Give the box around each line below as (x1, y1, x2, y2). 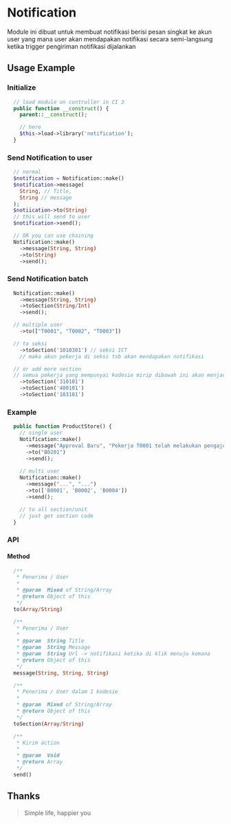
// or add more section (13, 365, 81, 373)
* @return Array (16, 759, 63, 765)
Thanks (7, 790, 41, 802)
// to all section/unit (19, 506, 88, 513)
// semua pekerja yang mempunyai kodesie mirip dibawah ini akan (13, 372, 205, 379)
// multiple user (13, 322, 63, 329)
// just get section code (19, 512, 94, 519)
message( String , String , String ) (13, 670, 109, 677)
